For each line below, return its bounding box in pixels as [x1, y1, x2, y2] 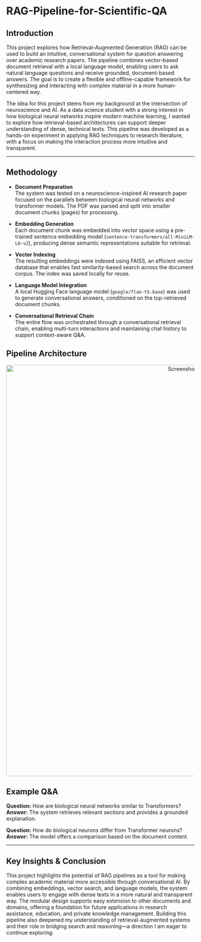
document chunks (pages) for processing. [14, 208, 119, 216]
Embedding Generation [14, 220, 74, 227]
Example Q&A [6, 786, 59, 797]
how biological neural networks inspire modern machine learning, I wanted [6, 112, 190, 120]
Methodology [6, 167, 58, 178]
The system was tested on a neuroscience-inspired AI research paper [14, 190, 187, 197]
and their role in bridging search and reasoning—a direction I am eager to [6, 923, 187, 930]
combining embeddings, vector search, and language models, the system [6, 885, 187, 892]
